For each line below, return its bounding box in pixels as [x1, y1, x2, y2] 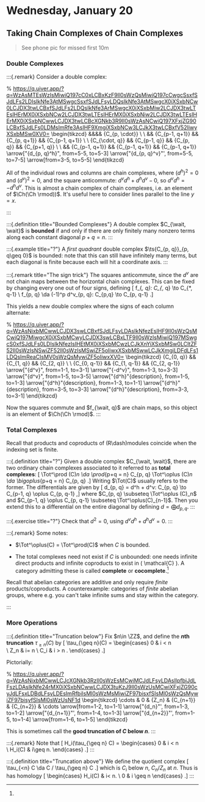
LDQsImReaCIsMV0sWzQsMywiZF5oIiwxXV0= [6, 353, 124, 360]
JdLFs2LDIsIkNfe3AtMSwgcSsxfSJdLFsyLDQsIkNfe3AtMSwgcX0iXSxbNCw [6, 98, 198, 106]
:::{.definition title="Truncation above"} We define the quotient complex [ [6, 757, 189, 765]
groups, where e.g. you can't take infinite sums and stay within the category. [6, 592, 199, 599]
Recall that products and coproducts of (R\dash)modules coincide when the [6, 440, 197, 447]
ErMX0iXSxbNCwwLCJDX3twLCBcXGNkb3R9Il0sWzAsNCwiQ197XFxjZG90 [6, 117, 196, 125]
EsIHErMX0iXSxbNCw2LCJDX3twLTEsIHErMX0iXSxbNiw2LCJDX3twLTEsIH [6, 111, 197, 118]
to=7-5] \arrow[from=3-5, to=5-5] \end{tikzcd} [6, 156, 125, 163]
